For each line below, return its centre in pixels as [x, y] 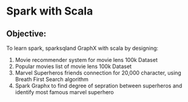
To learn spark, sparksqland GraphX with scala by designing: [82, 48]
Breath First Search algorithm [52, 79]
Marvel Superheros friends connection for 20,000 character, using [98, 73]
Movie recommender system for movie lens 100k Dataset [86, 60]
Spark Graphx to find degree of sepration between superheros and [99, 86]
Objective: [26, 34]
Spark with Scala [50, 11]
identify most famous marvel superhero [64, 92]
